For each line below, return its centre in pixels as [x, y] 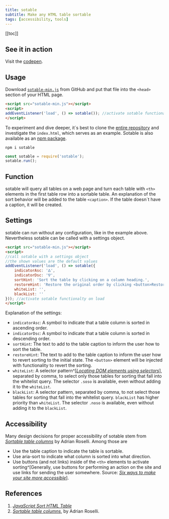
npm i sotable [20, 147]
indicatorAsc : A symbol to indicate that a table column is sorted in [81, 323]
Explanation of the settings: [33, 313]
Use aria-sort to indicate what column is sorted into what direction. [82, 457]
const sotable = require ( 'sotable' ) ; [45, 156]
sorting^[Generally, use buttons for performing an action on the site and [87, 467]
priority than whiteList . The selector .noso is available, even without [83, 403]
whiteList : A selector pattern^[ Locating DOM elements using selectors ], [87, 371]
